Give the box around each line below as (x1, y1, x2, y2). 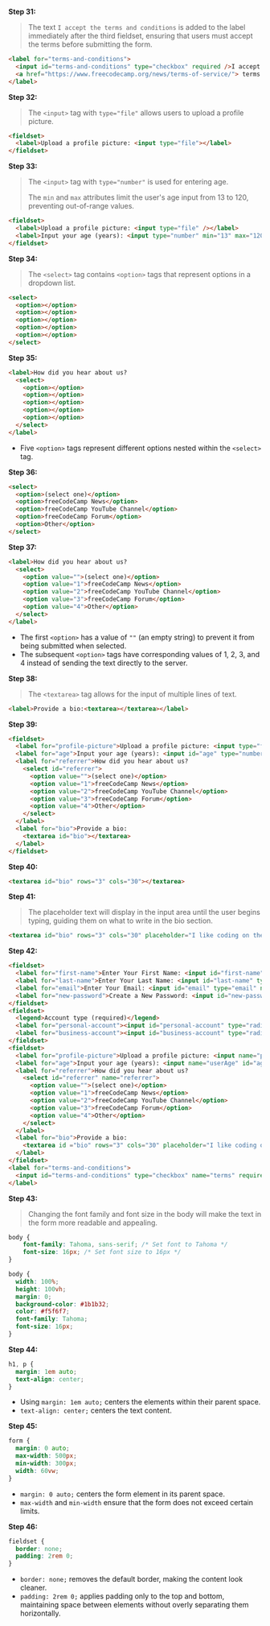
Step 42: (8, 946, 38, 956)
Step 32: (8, 92, 38, 101)
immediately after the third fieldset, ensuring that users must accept (27, 31, 253, 40)
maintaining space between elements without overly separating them (19, 1600, 249, 1610)
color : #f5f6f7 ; (15, 1308, 70, 1316)
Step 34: (8, 254, 38, 263)
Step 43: (8, 1194, 38, 1203)
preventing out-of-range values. (27, 201, 135, 211)
